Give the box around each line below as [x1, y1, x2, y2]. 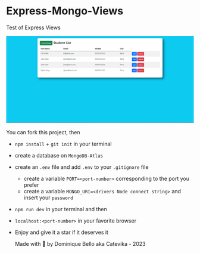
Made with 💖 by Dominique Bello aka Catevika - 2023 [14, 240, 146, 247]
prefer [23, 181, 39, 189]
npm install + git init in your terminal [14, 140, 112, 147]
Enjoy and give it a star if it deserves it [14, 229, 109, 236]
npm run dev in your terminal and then [14, 205, 107, 212]
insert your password [23, 194, 73, 201]
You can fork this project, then [6, 128, 80, 135]
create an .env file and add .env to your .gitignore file [14, 163, 149, 171]
